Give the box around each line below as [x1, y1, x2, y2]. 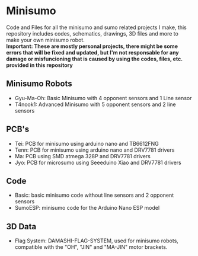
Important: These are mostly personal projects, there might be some [6, 43, 178, 50]
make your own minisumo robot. [6, 36, 85, 43]
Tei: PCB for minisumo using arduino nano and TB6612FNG [14, 140, 159, 147]
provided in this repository [6, 61, 73, 69]
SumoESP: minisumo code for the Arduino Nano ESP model [14, 204, 160, 212]
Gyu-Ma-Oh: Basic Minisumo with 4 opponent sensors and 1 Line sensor [14, 94, 192, 101]
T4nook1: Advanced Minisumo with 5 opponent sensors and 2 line [14, 101, 176, 108]
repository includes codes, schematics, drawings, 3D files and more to [6, 30, 179, 37]
